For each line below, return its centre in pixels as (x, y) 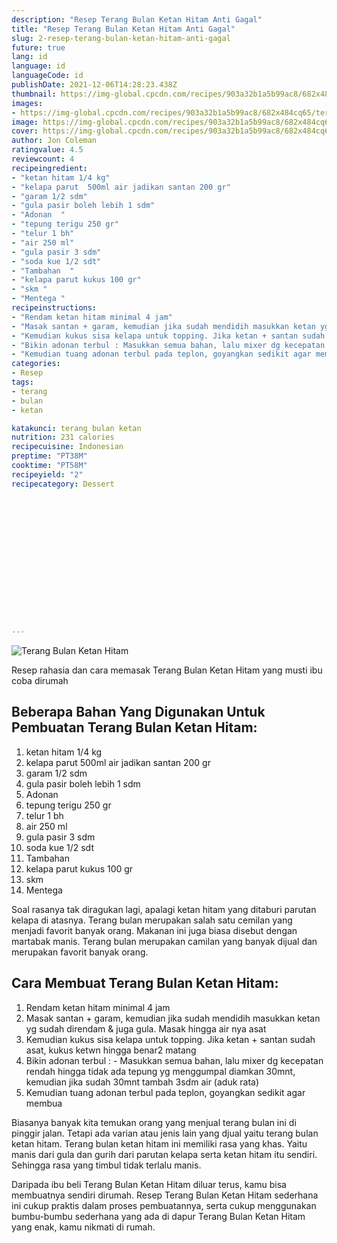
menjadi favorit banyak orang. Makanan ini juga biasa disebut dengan (154, 930)
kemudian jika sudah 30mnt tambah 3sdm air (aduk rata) (142, 1082)
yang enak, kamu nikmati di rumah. (83, 1227)
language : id (38, 66)
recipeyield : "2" (47, 474)
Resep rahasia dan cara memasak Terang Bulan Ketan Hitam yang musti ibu (167, 670)
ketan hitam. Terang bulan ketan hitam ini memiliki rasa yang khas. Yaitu (159, 1143)
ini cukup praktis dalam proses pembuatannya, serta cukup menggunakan (164, 1205)
